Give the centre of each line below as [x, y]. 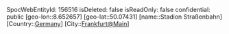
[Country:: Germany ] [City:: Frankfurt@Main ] [68, 24]
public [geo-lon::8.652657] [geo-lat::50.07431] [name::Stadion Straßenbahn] [114, 17]
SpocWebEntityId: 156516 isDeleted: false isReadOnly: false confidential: [108, 10]
